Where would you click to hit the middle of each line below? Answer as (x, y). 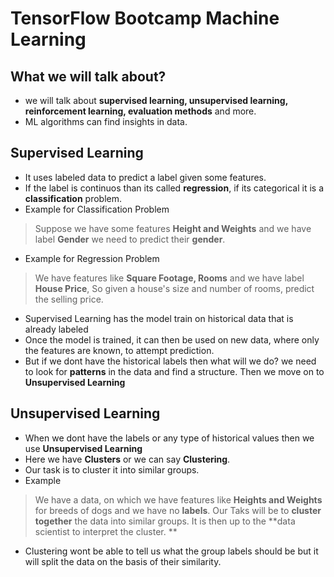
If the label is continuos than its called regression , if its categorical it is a (174, 188)
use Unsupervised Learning (83, 448)
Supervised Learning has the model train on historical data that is (159, 318)
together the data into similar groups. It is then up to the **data (165, 521)
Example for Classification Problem (97, 209)
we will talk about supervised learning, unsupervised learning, (156, 100)
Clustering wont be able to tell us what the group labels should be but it (171, 551)
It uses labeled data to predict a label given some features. (145, 177)
